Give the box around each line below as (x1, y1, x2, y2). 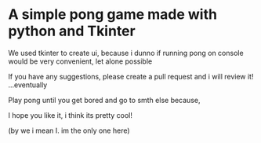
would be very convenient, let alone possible (8, 57, 153, 66)
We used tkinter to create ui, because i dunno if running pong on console (8, 48, 245, 57)
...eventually (8, 80, 48, 90)
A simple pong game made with (8, 5, 218, 24)
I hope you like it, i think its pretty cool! (8, 110, 133, 119)
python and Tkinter (8, 22, 136, 40)
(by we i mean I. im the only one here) (8, 126, 131, 135)
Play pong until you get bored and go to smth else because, (8, 95, 201, 104)
